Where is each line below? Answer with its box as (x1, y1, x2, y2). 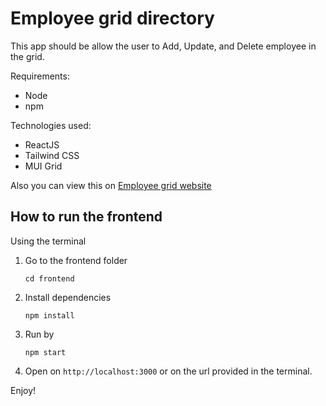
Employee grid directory (10, 7, 215, 30)
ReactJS (24, 138, 60, 151)
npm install (24, 310, 75, 321)
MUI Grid (24, 160, 63, 172)
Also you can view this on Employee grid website (10, 179, 212, 191)
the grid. (10, 50, 45, 62)
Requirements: (10, 70, 70, 82)
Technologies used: (10, 119, 92, 131)
